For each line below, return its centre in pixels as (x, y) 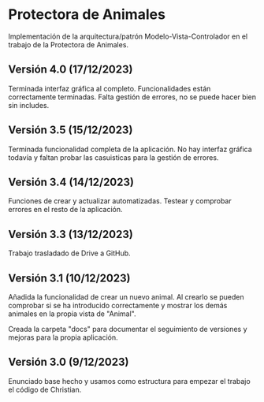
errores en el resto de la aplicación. (65, 210)
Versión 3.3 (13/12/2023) (71, 234)
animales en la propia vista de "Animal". (72, 314)
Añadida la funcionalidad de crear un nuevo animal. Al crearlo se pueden (126, 297)
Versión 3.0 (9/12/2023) (69, 362)
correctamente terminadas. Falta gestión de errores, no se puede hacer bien (132, 97)
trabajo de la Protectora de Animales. (68, 44)
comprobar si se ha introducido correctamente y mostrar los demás (118, 305)
